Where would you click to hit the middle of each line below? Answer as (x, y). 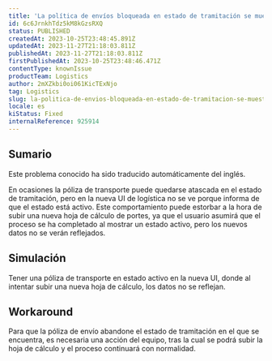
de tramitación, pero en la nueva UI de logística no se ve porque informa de (134, 198)
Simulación (37, 258)
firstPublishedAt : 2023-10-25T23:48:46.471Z (85, 62)
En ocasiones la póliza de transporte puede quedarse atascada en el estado (135, 189)
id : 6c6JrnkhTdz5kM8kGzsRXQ (56, 24)
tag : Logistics (34, 91)
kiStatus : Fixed (36, 114)
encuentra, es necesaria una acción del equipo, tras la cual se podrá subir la (136, 340)
